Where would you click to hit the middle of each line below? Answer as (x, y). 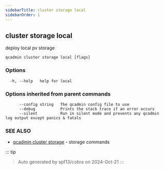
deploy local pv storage (30, 48)
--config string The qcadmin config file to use (74, 104)
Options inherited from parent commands (58, 94)
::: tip (11, 152)
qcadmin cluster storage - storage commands (61, 142)
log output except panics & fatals (43, 118)
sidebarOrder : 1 (23, 15)
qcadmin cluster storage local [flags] (48, 58)
